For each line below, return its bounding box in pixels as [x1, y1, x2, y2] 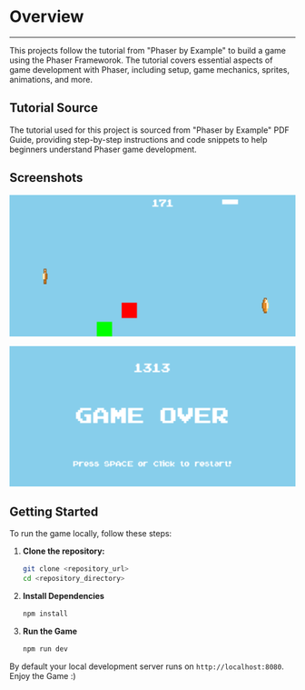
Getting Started [9, 505, 99, 520]
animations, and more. [9, 74, 93, 85]
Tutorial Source [9, 100, 98, 115]
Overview [9, 6, 84, 27]
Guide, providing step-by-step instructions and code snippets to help [9, 134, 268, 145]
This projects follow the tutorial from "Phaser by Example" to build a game [9, 45, 286, 55]
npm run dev [22, 645, 68, 654]
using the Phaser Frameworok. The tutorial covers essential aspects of [9, 55, 273, 65]
